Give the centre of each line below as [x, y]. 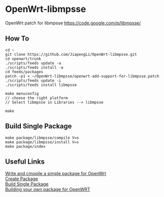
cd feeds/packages [24, 72]
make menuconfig [22, 94]
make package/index [25, 146]
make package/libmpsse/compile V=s [42, 138]
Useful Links [25, 161]
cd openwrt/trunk [23, 59]
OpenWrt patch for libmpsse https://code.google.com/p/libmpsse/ [73, 23]
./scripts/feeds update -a [33, 63]
